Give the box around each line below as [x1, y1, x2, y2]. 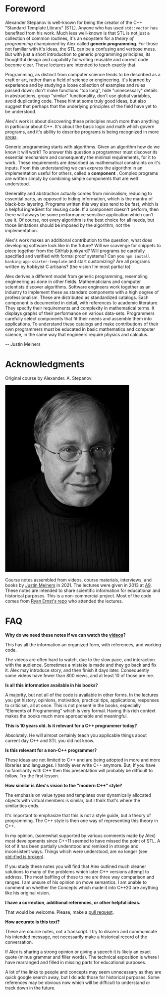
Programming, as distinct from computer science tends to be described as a [5, 71, 161, 77]
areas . [5, 134, 18, 140]
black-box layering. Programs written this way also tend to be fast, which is [5, 201, 159, 207]
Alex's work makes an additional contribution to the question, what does [5, 237, 153, 243]
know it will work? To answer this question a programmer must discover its [5, 149, 158, 155]
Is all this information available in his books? [5, 682, 98, 688]
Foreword [5, 3, 46, 14]
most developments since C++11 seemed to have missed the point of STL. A [5, 838, 161, 844]
